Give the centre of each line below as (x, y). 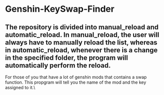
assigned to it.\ (20, 87)
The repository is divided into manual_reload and (82, 27)
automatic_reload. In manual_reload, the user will (82, 35)
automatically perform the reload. (58, 65)
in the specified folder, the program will (66, 58)
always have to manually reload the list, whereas (81, 42)
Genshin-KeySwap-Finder (60, 9)
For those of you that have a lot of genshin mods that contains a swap (76, 77)
